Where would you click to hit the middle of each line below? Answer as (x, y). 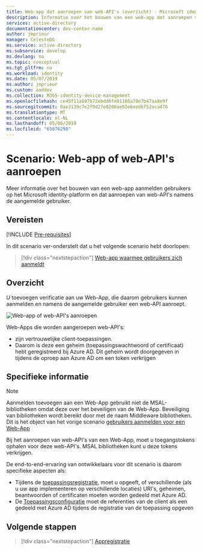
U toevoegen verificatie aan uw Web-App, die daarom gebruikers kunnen (97, 297)
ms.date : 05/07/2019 (32, 79)
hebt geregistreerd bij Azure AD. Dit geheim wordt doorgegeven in (97, 352)
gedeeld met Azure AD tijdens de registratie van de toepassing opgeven (104, 508)
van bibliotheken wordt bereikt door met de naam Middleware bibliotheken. (99, 416)
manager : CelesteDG (31, 40)
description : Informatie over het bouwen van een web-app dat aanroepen (99, 17)
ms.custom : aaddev (29, 90)
